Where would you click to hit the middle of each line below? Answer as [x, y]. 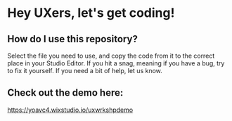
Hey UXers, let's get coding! [91, 13]
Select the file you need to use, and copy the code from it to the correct [111, 56]
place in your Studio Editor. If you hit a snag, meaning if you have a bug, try [116, 63]
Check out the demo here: [65, 93]
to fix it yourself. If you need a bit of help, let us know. [85, 71]
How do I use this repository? [73, 39]
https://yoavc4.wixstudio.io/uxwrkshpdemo [70, 110]
